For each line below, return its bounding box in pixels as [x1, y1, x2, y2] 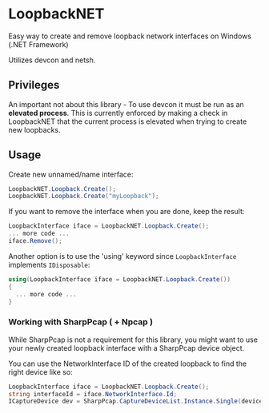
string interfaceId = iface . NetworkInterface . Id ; [8, 390, 178, 398]
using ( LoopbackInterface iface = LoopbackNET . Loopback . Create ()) [8, 275, 231, 284]
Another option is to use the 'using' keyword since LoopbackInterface [8, 251, 237, 260]
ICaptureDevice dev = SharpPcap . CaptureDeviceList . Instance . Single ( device [8, 397, 263, 406]
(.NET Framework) [8, 39, 70, 49]
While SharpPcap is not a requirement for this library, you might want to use [8, 335, 259, 344]
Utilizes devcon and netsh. [8, 55, 96, 65]
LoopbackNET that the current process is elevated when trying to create [8, 117, 247, 126]
